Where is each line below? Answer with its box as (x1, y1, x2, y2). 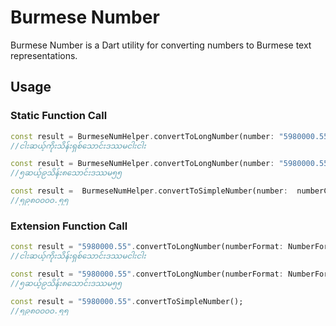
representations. (10, 49, 78, 61)
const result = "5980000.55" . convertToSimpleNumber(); (10, 296, 244, 306)
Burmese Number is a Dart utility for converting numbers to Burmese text (10, 39, 312, 51)
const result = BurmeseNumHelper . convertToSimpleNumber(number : (10, 186, 288, 196)
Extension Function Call (10, 219, 128, 233)
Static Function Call (10, 109, 108, 123)
